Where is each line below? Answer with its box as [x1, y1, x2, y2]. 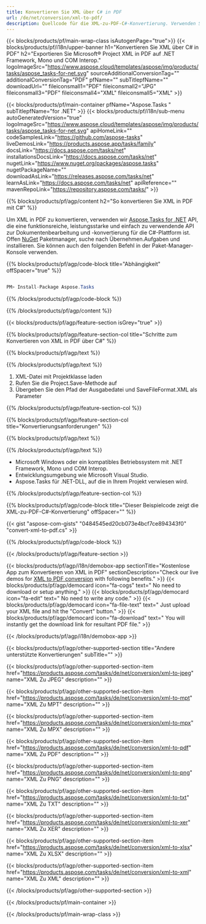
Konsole [6, 249, 27, 256]
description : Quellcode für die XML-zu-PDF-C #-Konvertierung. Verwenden [6, 20, 196, 26]
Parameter [15, 393, 42, 400]
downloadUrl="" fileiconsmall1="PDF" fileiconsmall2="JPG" [6, 83, 156, 90]
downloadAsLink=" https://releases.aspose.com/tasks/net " [6, 173, 154, 180]
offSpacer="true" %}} [6, 267, 62, 275]
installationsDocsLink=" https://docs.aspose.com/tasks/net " [6, 153, 158, 161]
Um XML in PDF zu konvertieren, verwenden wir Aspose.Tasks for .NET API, [6, 216, 199, 224]
